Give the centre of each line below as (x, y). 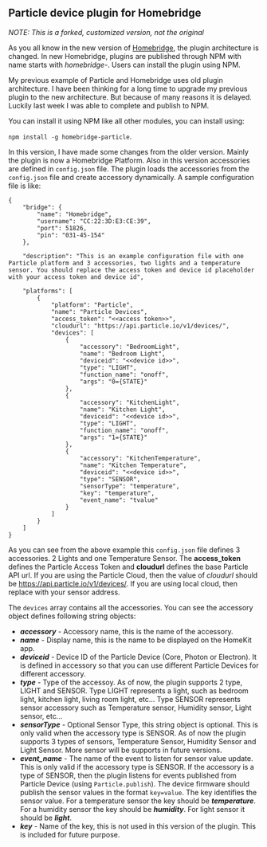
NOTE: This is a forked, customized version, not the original (106, 32)
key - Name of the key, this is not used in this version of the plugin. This (138, 826)
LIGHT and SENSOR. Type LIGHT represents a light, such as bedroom (134, 690)
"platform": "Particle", (92, 305)
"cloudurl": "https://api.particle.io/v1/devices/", (140, 326)
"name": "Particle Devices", (99, 312)
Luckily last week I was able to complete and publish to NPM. (109, 105)
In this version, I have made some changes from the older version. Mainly (129, 151)
